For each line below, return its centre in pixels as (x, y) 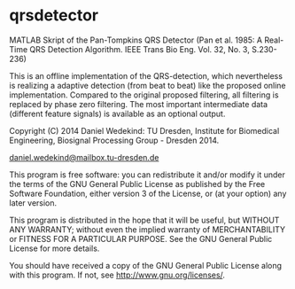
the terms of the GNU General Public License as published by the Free (137, 184)
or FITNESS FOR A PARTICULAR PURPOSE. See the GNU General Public (141, 238)
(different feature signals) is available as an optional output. (117, 113)
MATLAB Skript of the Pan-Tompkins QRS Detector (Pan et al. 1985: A (136, 40)
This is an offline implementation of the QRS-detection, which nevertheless (146, 75)
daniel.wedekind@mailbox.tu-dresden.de (84, 157)
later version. (33, 203)
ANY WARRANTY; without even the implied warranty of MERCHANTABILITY (147, 229)
